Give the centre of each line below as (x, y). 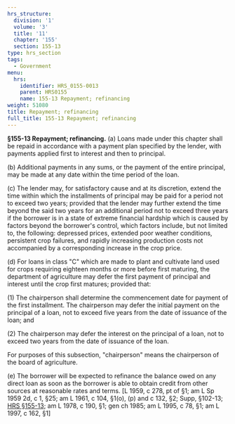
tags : (15, 60)
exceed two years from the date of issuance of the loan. (88, 341)
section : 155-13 (37, 46)
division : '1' (34, 20)
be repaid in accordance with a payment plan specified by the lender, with (114, 146)
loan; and (21, 320)
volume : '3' (31, 27)
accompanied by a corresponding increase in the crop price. (95, 248)
